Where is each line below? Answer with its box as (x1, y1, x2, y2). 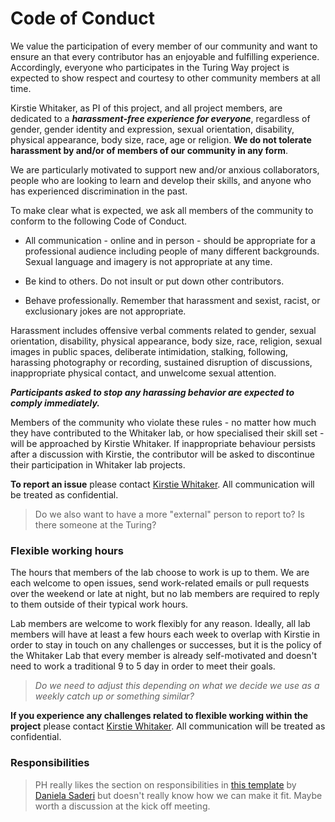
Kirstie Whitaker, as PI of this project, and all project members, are (10, 102, 283, 114)
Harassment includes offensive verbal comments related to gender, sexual (10, 324, 317, 336)
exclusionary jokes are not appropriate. (24, 305, 187, 317)
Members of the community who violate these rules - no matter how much (10, 416, 317, 428)
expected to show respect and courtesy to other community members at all (10, 72, 321, 84)
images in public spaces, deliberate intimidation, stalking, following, (10, 345, 289, 357)
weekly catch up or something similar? (34, 690, 195, 702)
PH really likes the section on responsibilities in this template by (34, 778, 297, 791)
